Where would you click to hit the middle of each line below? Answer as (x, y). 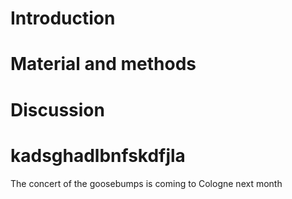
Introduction (63, 18)
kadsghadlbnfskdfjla (98, 155)
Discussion (57, 109)
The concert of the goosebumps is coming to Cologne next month (146, 183)
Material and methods (103, 64)
